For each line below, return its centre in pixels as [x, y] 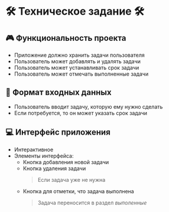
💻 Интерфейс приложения [58, 133]
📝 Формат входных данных [58, 92]
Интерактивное [34, 149]
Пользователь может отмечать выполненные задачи [81, 74]
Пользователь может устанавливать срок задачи [77, 68]
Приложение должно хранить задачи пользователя [79, 55]
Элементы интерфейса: [44, 156]
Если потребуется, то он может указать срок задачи [81, 113]
